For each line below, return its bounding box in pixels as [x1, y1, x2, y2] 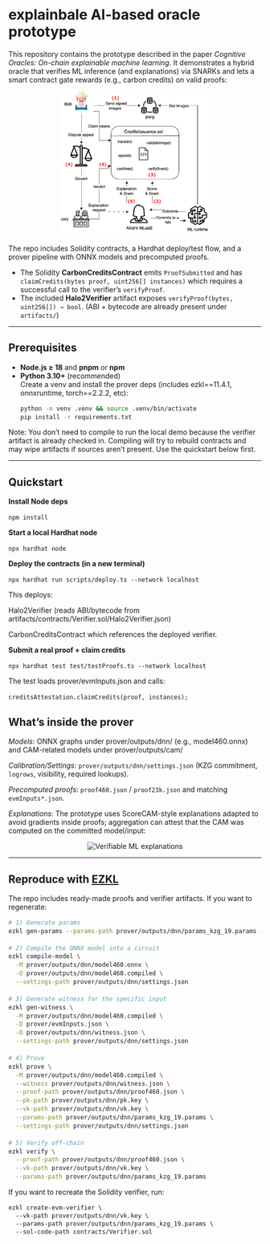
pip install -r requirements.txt [19, 413, 133, 421]
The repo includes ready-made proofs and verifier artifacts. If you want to [8, 893, 253, 903]
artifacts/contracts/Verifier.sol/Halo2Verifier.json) [8, 614, 171, 624]
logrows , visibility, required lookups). [8, 769, 129, 779]
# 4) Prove [8, 1054, 45, 1062]
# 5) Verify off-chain [8, 1139, 84, 1147]
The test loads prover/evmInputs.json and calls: [8, 676, 166, 686]
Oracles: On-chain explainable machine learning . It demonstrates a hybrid [8, 58, 255, 67]
